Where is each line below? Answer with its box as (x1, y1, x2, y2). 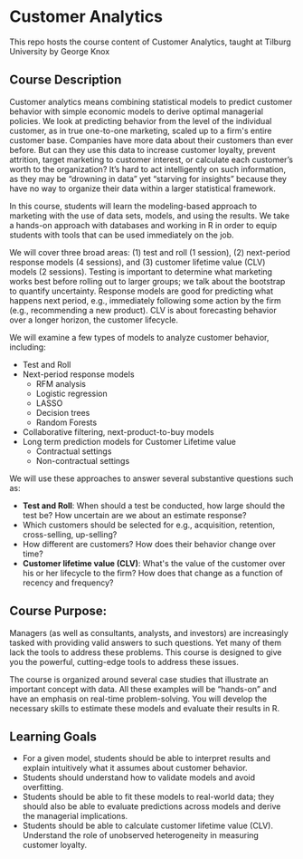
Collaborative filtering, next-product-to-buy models (22, 426, 214, 437)
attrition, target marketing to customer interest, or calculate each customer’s (9, 154, 294, 165)
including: (9, 342, 47, 352)
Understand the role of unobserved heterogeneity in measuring (22, 830, 260, 841)
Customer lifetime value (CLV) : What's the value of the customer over (22, 557, 286, 568)
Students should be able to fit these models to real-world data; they (22, 791, 275, 803)
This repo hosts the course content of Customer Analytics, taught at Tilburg (9, 36, 291, 47)
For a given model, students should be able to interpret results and (22, 753, 271, 764)
